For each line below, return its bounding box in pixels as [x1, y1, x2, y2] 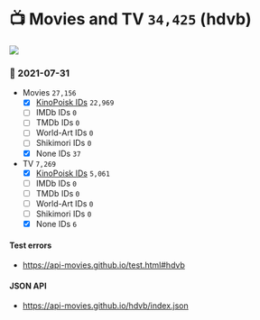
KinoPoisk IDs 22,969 [35, 97, 115, 108]
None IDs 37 [35, 148, 81, 159]
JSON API [9, 280, 47, 291]
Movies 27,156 [22, 87, 77, 98]
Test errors [9, 240, 52, 251]
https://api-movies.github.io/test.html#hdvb [22, 260, 185, 270]
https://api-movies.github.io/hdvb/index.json [22, 300, 190, 311]
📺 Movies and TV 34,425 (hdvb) [9, 9, 252, 30]
